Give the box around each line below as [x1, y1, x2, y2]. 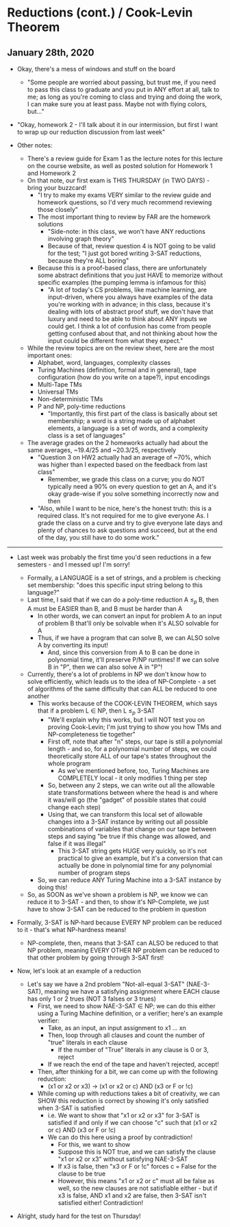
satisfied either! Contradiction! [57, 1198, 144, 1206]
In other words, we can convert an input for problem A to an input [37, 612, 222, 620]
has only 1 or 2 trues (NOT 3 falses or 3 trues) [27, 994, 156, 1003]
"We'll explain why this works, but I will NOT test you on [47, 715, 205, 724]
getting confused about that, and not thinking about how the [47, 329, 218, 337]
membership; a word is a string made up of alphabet [47, 417, 196, 425]
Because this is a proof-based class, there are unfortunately [37, 264, 207, 272]
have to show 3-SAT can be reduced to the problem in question [27, 905, 207, 913]
